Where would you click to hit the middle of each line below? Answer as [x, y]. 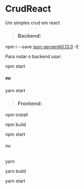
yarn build [16, 171]
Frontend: [30, 104]
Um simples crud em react [33, 23]
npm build [16, 124]
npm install [17, 114]
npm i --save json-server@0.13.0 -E [42, 47]
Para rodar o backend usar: [33, 56]
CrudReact [28, 9]
